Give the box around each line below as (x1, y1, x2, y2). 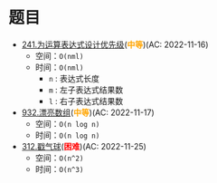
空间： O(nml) (34, 50, 84, 61)
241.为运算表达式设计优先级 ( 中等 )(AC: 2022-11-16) (21, 39, 209, 50)
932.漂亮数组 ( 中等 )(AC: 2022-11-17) (21, 107, 155, 118)
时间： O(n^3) (34, 163, 84, 174)
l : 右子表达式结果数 (48, 95, 124, 106)
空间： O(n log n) (34, 118, 100, 129)
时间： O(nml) (34, 62, 84, 72)
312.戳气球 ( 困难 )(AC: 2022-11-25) (21, 140, 146, 151)
